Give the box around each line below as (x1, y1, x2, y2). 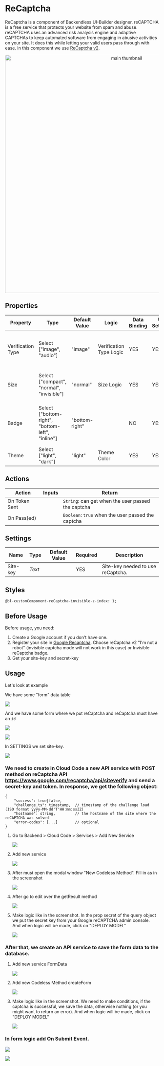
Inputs (43, 489, 59, 496)
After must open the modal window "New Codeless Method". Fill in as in (12, 870, 157, 876)
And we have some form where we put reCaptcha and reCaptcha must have (5, 710, 158, 716)
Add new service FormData (12, 961, 67, 967)
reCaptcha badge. (12, 650, 49, 656)
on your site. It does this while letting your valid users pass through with (5, 40, 150, 45)
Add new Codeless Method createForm (12, 980, 91, 986)
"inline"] (38, 435, 58, 442)
